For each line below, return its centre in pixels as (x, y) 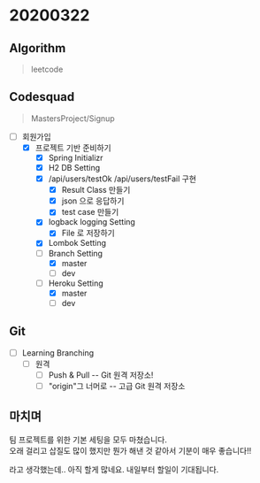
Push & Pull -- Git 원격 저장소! (101, 375)
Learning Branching (58, 353)
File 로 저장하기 (88, 233)
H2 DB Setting (74, 168)
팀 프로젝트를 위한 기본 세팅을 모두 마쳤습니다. (88, 440)
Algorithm (38, 48)
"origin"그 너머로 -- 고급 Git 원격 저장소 (117, 386)
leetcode (47, 69)
